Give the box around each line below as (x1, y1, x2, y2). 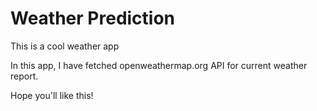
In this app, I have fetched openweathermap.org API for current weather (10, 59, 308, 71)
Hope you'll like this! (10, 89, 94, 101)
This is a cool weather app (10, 40, 120, 52)
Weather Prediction (10, 7, 176, 30)
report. (10, 70, 39, 82)
